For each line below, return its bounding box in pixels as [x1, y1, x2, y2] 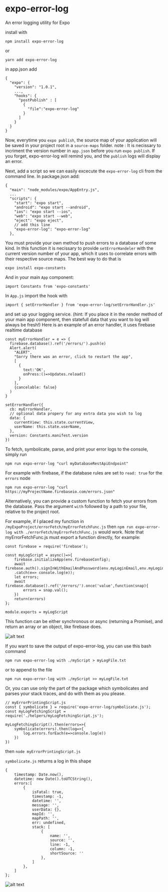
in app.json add [5, 66, 37, 72]
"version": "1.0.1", [14, 84, 57, 89]
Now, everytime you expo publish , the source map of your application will [5, 137, 157, 143]
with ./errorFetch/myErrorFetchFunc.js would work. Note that [14, 528, 144, 535]
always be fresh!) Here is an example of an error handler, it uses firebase [5, 321, 155, 327]
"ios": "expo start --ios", [14, 209, 72, 214]
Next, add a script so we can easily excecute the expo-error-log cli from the [5, 168, 162, 174]
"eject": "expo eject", [14, 218, 64, 223]
